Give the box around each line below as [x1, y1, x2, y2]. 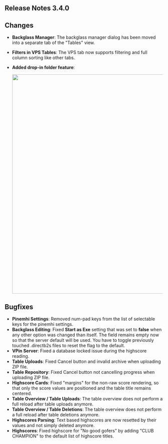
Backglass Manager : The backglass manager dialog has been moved [12, 35, 156, 41]
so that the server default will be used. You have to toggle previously [12, 337, 154, 343]
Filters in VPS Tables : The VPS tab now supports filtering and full [12, 50, 147, 56]
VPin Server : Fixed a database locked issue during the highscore [12, 348, 147, 354]
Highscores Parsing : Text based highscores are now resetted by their [12, 417, 156, 423]
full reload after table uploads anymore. [12, 401, 94, 407]
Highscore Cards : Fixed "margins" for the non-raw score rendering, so [12, 380, 159, 386]
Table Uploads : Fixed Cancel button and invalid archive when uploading [12, 358, 161, 365]
